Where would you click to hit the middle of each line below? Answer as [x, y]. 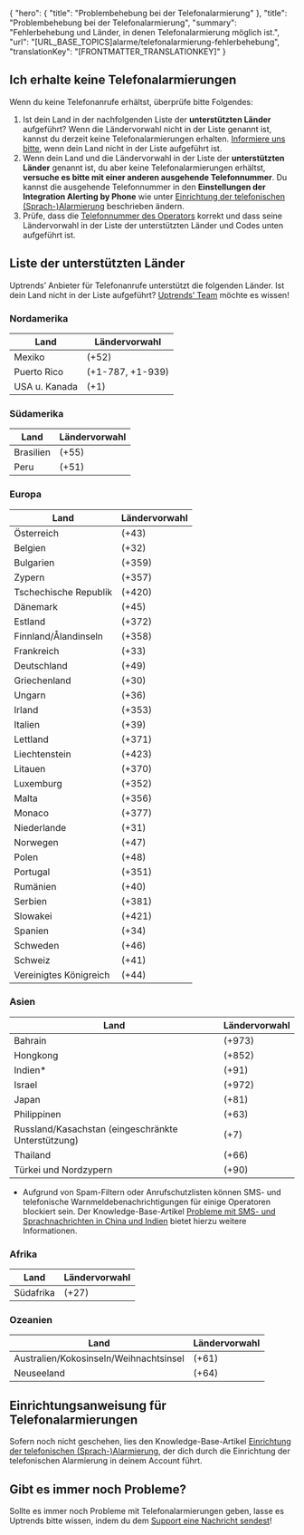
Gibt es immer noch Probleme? [98, 1489]
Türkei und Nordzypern [63, 1170]
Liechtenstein [43, 754]
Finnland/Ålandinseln [59, 636]
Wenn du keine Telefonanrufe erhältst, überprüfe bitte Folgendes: [131, 101]
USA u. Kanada [46, 386]
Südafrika [35, 1293]
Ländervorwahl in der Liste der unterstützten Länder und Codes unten [153, 225]
